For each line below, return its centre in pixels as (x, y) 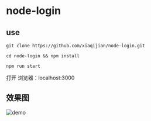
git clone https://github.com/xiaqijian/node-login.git (75, 46)
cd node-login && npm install (43, 56)
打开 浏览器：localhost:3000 (40, 78)
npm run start (23, 66)
